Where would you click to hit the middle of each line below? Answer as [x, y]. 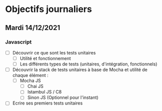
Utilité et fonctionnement [45, 58]
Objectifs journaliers [49, 9]
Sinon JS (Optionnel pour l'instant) [63, 97]
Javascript [18, 42]
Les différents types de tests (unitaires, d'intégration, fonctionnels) [88, 64]
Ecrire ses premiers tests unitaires [47, 103]
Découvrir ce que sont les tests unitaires [54, 52]
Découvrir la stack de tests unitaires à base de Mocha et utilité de [80, 70]
